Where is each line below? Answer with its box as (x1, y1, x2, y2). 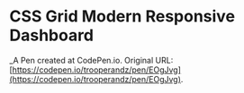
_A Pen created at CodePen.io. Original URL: (9, 55, 174, 65)
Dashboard (9, 25, 95, 46)
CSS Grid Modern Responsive (9, 6, 236, 27)
